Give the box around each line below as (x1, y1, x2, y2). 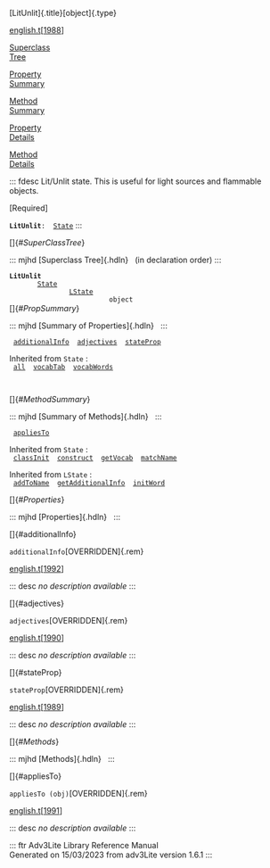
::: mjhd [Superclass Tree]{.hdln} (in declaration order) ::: (9, 254, 222, 265)
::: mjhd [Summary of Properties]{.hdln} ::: (9, 320, 168, 331)
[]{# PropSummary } (9, 303, 80, 313)
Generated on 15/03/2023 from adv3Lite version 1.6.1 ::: (9, 849, 213, 860)
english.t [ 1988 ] (9, 25, 65, 35)
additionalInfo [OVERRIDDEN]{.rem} (9, 546, 144, 557)
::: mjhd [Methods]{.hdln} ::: (9, 754, 116, 764)
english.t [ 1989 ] (9, 702, 65, 712)
